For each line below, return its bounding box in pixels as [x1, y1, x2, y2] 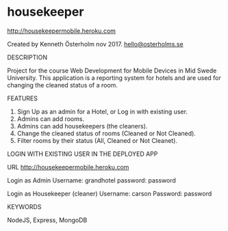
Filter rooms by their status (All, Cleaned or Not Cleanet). [16, 136, 178, 144]
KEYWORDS [7, 202, 42, 210]
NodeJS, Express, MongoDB [7, 216, 88, 224]
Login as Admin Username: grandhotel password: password [7, 176, 177, 185]
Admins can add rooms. [16, 114, 84, 123]
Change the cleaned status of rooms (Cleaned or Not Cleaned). [16, 129, 197, 137]
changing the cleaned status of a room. [7, 81, 118, 89]
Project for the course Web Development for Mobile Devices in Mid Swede [7, 66, 217, 74]
